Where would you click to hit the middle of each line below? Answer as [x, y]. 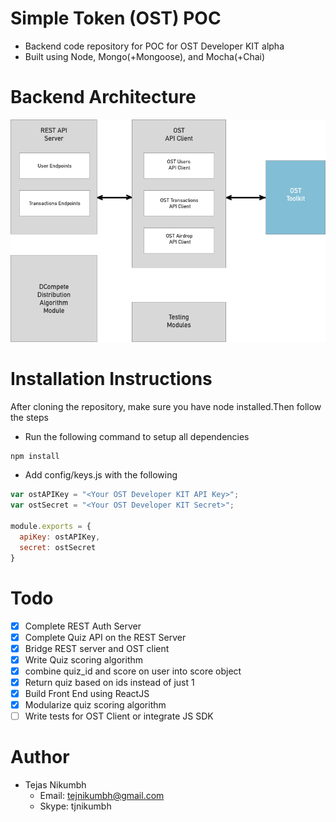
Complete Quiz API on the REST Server [105, 637]
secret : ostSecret [58, 547]
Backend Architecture [103, 97]
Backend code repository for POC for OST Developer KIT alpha [154, 46]
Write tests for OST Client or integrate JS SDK [119, 716]
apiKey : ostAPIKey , [60, 537]
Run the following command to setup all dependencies [137, 436]
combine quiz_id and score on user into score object [133, 671]
